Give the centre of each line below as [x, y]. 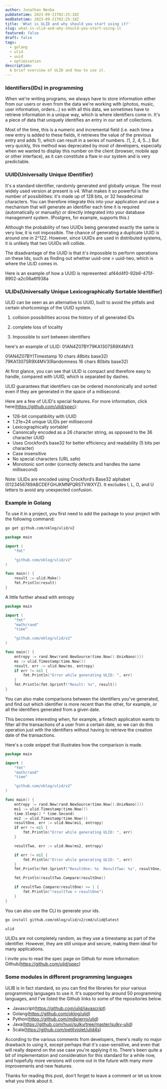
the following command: [30, 519]
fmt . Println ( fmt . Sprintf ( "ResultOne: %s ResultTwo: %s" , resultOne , [88, 869]
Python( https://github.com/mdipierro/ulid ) [55, 1019]
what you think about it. [29, 1081]
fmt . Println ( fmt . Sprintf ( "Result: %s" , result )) [66, 685]
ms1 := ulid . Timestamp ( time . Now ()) [51, 809]
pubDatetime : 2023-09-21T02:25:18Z [42, 15]
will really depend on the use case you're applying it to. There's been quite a [84, 1050]
